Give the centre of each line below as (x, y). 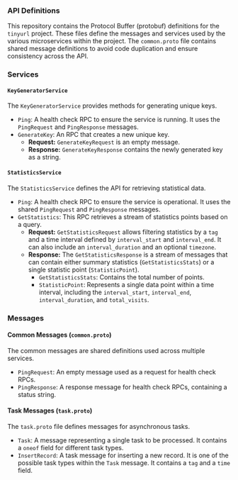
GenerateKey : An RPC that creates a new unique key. (93, 135)
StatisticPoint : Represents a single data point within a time (126, 284)
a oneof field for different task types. (70, 447)
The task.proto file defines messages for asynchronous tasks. (98, 426)
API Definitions (34, 11)
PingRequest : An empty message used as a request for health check (117, 372)
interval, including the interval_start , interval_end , (115, 292)
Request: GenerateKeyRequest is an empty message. (104, 142)
